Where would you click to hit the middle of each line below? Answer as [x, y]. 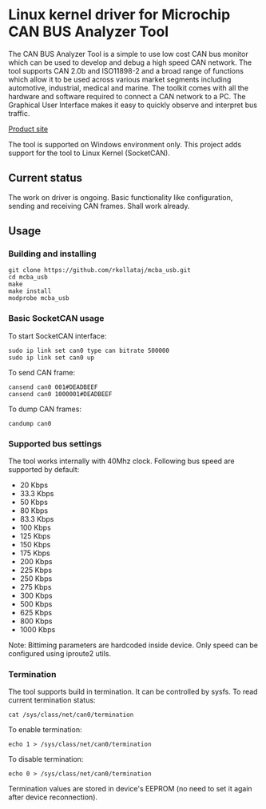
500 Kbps [36, 604]
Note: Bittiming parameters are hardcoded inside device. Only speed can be [133, 645]
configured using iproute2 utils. [60, 654]
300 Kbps [36, 596]
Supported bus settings [55, 443]
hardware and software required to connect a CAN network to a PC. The [127, 96]
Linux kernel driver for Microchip [119, 15]
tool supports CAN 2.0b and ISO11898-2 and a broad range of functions [126, 70]
